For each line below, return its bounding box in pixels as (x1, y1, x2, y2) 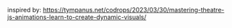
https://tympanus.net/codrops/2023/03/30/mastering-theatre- (42, 6, 225, 14)
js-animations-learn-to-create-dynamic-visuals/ (7, 13, 146, 21)
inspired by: (7, 6, 41, 14)
